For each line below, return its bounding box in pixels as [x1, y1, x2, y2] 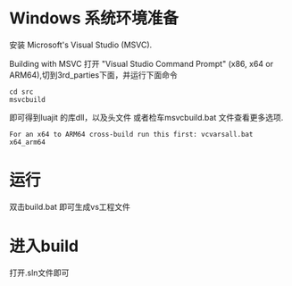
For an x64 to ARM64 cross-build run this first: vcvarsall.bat [9, 130, 254, 139]
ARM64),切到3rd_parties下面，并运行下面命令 [9, 69, 178, 80]
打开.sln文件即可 [9, 267, 70, 278]
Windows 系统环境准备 [9, 8, 179, 29]
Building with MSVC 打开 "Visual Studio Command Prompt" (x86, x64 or [9, 58, 274, 69]
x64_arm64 [9, 138, 46, 147]
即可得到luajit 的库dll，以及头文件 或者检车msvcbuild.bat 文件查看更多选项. [9, 112, 284, 122]
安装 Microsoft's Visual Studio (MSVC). [9, 39, 153, 50]
